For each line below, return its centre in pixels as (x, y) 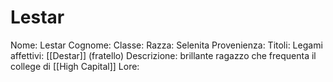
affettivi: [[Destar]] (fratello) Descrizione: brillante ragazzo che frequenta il (163, 55)
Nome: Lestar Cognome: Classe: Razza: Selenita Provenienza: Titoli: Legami (166, 45)
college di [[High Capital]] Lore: (75, 66)
